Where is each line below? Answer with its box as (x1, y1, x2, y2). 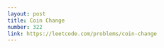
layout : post (7, 10, 46, 18)
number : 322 (7, 23, 43, 30)
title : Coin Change (7, 17, 65, 24)
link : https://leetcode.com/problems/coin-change (7, 30, 158, 37)
